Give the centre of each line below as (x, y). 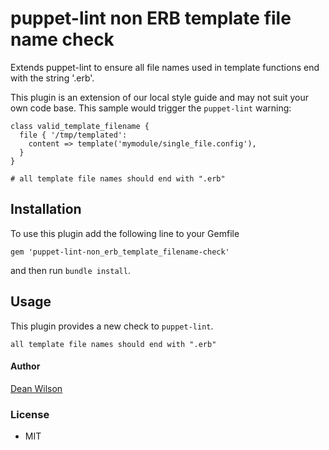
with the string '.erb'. (52, 78)
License (30, 414)
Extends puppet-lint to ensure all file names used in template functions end (165, 67)
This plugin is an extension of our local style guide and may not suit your (160, 97)
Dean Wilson (36, 388)
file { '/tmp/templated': (73, 135)
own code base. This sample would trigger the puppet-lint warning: (151, 108)
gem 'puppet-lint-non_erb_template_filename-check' (120, 252)
